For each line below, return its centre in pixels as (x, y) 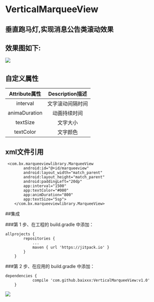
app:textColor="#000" (46, 191)
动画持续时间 (68, 114)
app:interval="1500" (45, 186)
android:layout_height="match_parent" (64, 177)
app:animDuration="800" (48, 195)
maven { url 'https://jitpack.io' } (71, 248)
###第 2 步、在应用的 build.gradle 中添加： (50, 267)
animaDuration (25, 113)
